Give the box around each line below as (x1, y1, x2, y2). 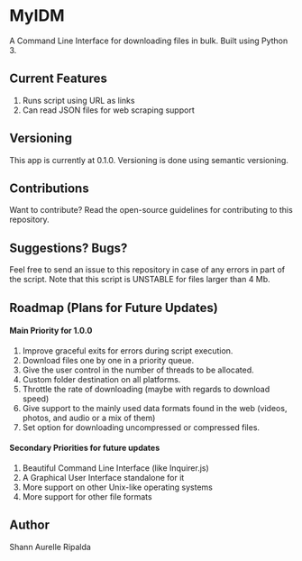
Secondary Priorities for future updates (9, 443, 160, 454)
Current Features (9, 71, 108, 87)
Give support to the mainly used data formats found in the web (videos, (22, 402, 288, 413)
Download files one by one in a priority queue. (22, 354, 195, 365)
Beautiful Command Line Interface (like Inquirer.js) (22, 462, 209, 474)
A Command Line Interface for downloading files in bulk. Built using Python (9, 35, 288, 46)
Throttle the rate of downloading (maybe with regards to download (22, 383, 270, 394)
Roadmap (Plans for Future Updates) (9, 299, 218, 316)
